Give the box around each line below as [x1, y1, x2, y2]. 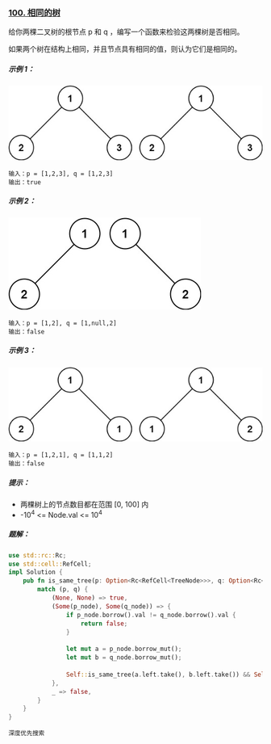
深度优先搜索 [8, 729, 45, 738]
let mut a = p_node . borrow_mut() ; [65, 645, 182, 654]
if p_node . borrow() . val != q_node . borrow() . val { [65, 611, 236, 619]
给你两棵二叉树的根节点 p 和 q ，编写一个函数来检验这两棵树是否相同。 [8, 27, 244, 37]
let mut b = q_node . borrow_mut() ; [65, 654, 182, 662]
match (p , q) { [37, 586, 89, 594]
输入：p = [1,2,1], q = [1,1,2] [8, 451, 114, 460]
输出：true [8, 178, 42, 187]
